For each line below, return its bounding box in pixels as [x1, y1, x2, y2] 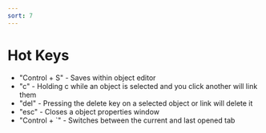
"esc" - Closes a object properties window [18, 107, 159, 116]
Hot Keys [7, 46, 70, 64]
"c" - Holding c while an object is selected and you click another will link [18, 81, 258, 91]
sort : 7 [7, 11, 34, 20]
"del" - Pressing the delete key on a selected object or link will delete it [18, 98, 253, 108]
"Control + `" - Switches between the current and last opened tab [18, 115, 236, 125]
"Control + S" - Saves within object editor [18, 73, 156, 83]
